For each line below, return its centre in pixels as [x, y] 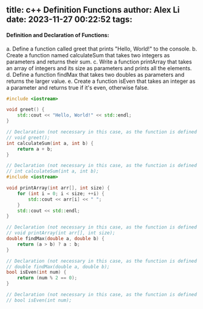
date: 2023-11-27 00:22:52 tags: [69, 20]
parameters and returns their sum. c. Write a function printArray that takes [99, 62]
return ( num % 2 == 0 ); [47, 278]
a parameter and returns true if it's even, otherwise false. [77, 87]
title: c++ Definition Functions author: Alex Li [93, 10]
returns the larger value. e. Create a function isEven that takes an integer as [101, 81]
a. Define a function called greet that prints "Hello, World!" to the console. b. [102, 49]
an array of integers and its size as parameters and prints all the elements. [99, 68]
